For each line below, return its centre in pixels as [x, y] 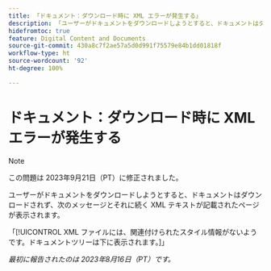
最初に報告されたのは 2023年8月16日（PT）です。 [92, 259]
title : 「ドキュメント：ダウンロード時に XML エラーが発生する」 [105, 16]
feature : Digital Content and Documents [77, 38]
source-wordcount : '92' [48, 61]
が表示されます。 [36, 215]
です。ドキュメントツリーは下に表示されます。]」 [89, 242]
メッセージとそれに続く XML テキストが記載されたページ [165, 204]
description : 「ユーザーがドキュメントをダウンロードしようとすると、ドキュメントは [134, 23]
